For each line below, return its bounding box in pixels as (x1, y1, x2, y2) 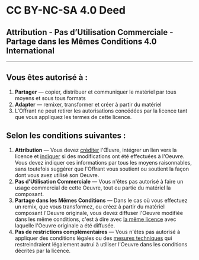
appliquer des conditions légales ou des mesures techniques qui (14, 235, 172, 242)
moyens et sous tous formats (14, 94, 86, 101)
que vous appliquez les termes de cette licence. (14, 113, 132, 120)
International (6, 46, 55, 56)
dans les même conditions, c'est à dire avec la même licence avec (14, 216, 176, 223)
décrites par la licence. (14, 247, 71, 254)
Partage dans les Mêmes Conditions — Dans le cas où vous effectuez (14, 197, 188, 204)
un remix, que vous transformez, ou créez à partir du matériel (14, 203, 165, 210)
